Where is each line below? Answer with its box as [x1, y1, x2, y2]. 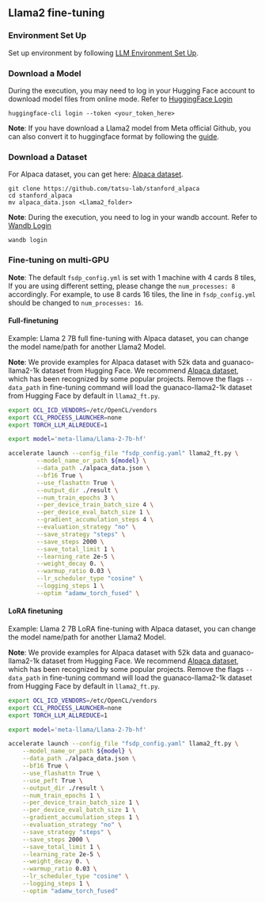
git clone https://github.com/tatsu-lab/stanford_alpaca [8, 185, 200, 193]
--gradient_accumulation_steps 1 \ [22, 814, 140, 821]
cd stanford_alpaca [8, 192, 73, 200]
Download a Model [8, 67, 81, 78]
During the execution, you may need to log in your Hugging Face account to [8, 85, 256, 95]
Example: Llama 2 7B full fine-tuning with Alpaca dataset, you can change [8, 333, 249, 343]
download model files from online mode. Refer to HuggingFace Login [8, 94, 233, 104]
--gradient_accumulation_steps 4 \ [36, 516, 154, 524]
